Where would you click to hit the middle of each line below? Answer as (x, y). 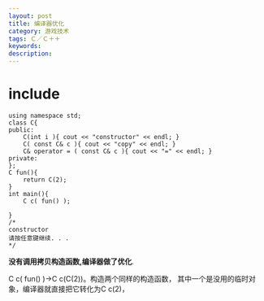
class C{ (23, 123)
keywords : (25, 46)
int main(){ (28, 194)
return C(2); (45, 180)
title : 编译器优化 (37, 24)
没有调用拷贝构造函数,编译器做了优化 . (71, 261)
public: (22, 130)
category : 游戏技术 (39, 31)
